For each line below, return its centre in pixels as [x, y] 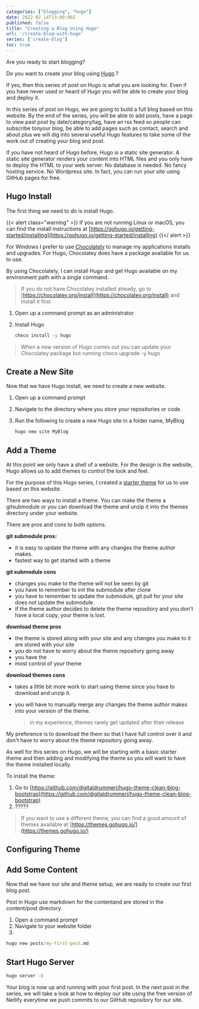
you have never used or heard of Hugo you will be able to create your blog [97, 91]
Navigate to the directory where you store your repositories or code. [98, 409]
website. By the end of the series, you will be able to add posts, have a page [99, 115]
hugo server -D [25, 976]
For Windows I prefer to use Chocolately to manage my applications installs [98, 246]
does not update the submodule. [55, 603]
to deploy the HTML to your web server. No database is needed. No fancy [97, 165]
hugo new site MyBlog [41, 432]
